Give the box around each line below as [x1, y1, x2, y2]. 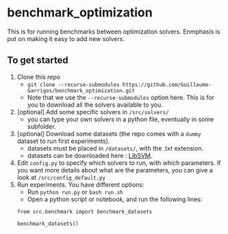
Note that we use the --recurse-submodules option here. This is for [27, 93, 214, 101]
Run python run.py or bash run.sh [27, 187, 123, 196]
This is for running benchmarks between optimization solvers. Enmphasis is [7, 27, 220, 36]
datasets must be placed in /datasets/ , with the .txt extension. [27, 144, 204, 152]
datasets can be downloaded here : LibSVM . [27, 151, 153, 159]
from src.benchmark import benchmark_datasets [16, 208, 153, 215]
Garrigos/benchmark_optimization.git [27, 87, 136, 94]
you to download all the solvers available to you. [27, 101, 163, 109]
